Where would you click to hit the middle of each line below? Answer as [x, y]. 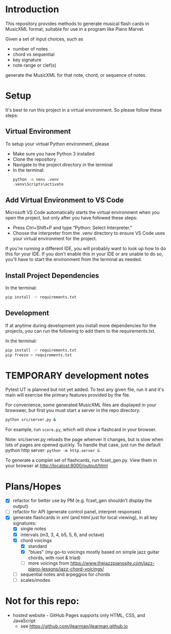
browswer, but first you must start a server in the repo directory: [73, 410]
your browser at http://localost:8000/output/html [57, 466]
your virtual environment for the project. [55, 238]
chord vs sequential [34, 54]
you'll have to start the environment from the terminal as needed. [74, 259]
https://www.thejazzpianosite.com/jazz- [112, 563]
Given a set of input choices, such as [44, 39]
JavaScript [24, 621]
